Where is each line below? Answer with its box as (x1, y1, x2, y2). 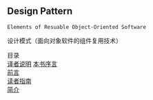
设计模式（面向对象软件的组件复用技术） (7, 36, 122, 45)
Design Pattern (7, 5, 73, 17)
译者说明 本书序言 (7, 60, 57, 68)
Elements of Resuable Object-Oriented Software (7, 23, 147, 30)
